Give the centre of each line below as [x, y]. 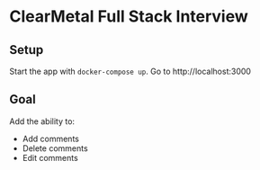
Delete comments [55, 148]
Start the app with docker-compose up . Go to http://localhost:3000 [130, 71]
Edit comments [50, 157]
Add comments [50, 139]
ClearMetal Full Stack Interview [129, 17]
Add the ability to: [42, 121]
